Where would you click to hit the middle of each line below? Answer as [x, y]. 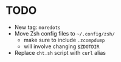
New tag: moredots [37, 27]
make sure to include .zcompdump [64, 40]
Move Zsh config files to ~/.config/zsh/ [64, 33]
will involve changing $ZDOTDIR [61, 46]
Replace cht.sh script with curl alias [60, 52]
